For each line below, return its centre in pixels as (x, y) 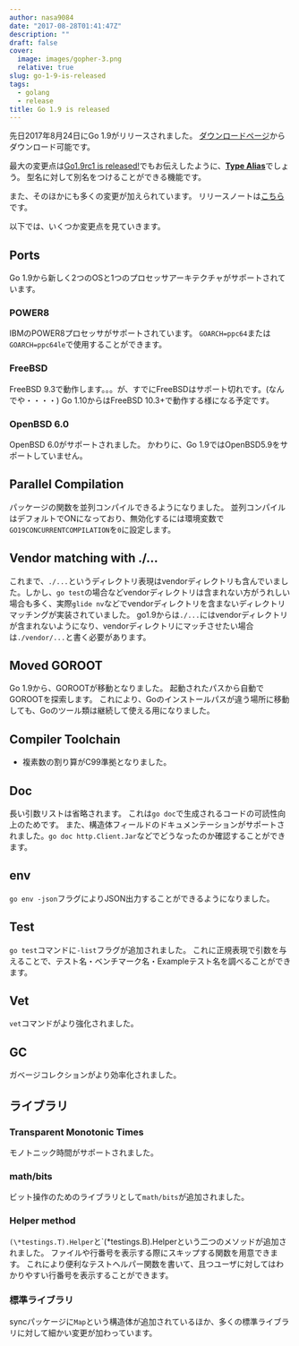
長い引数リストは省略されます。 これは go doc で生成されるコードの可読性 (144, 814)
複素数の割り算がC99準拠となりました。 (97, 762)
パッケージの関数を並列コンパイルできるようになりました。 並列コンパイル (148, 507)
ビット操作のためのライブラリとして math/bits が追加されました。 (129, 1197)
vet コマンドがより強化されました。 (74, 1024)
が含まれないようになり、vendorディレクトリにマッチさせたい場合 (132, 626)
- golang (34, 92)
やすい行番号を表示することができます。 (99, 1275)
